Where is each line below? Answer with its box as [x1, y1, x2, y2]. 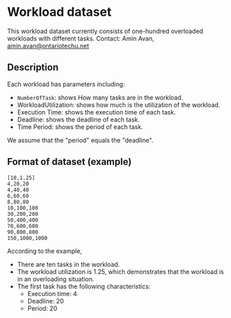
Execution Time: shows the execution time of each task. [17, 108, 176, 116]
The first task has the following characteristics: [17, 282, 151, 290]
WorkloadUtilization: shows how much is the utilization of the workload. [17, 101, 221, 109]
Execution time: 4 [27, 289, 77, 297]
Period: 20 [27, 304, 57, 312]
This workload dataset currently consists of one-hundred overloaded [7, 27, 203, 35]
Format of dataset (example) [7, 156, 132, 168]
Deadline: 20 [27, 297, 64, 305]
